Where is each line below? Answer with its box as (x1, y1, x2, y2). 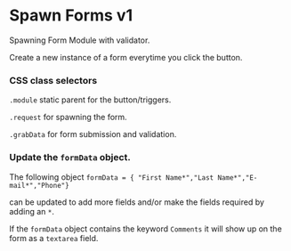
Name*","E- (217, 173, 258, 182)
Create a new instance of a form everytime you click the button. (9, 52, 243, 62)
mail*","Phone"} (9, 181, 69, 190)
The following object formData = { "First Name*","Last (9, 171, 214, 182)
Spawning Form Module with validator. (9, 35, 150, 45)
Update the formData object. (9, 151, 131, 164)
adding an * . (9, 206, 55, 216)
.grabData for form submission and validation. (9, 129, 177, 140)
